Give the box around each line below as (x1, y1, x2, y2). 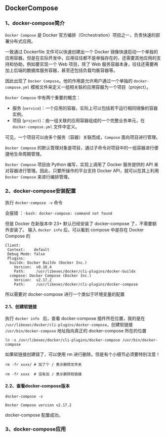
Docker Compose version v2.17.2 (5, 403, 72, 408)
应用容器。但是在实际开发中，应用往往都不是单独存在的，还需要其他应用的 (5, 55, 157, 61)
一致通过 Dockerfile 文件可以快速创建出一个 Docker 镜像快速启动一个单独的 (5, 49, 158, 55)
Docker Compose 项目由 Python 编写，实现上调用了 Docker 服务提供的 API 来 (5, 161, 159, 167)
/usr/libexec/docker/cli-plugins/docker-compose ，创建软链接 (5, 322, 133, 328)
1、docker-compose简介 (5, 20, 65, 27)
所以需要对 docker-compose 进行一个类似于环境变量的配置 (5, 291, 125, 297)
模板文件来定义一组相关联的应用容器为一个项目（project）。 (30, 84, 151, 90)
